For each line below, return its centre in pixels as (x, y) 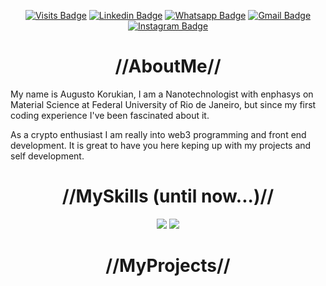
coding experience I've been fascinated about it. (110, 115)
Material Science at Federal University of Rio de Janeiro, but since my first (163, 104)
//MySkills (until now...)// (168, 196)
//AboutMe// (168, 66)
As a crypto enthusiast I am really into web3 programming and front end (158, 134)
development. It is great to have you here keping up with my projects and (161, 145)
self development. (47, 156)
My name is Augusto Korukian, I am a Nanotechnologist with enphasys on (162, 94)
